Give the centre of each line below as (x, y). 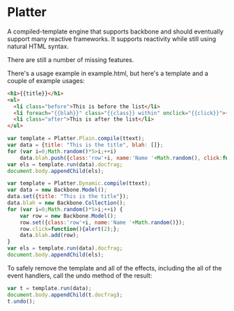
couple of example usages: (46, 80)
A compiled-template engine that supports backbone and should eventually (116, 31)
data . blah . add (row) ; (49, 235)
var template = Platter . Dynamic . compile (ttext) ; (79, 183)
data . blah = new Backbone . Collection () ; (67, 203)
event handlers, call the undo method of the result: (80, 275)
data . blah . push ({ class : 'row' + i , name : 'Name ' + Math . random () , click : (121, 158)
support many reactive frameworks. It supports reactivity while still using (112, 38)
